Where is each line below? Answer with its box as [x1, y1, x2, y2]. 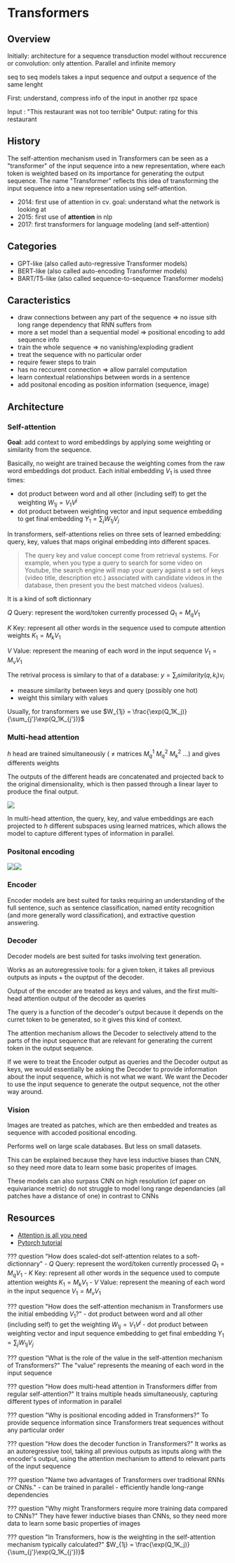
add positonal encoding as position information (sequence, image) [17, 380, 210, 389]
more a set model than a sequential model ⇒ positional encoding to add [17, 328, 225, 337]
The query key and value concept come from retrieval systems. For [24, 551, 219, 560]
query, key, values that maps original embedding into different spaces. [7, 537, 210, 546]
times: [7, 475, 25, 484]
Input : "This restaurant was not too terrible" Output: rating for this [7, 108, 199, 115]
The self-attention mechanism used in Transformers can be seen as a [7, 153, 208, 163]
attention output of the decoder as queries [23, 994, 146, 1003]
